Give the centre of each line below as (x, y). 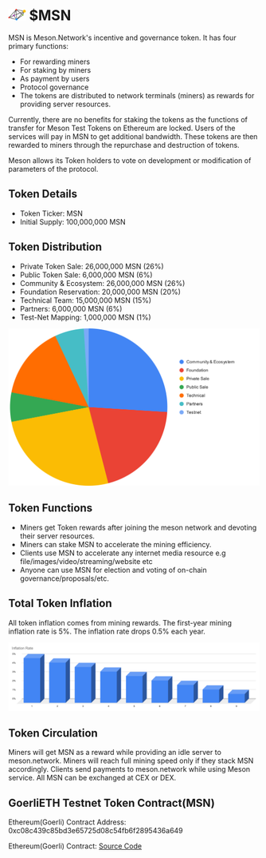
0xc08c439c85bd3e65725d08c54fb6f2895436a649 (96, 831)
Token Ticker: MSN (51, 213)
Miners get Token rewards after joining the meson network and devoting (138, 527)
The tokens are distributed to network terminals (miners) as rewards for (137, 95)
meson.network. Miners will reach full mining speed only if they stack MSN (131, 761)
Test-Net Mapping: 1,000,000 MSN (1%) (85, 317)
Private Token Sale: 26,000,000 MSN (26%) (92, 266)
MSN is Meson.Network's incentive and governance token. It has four (122, 38)
